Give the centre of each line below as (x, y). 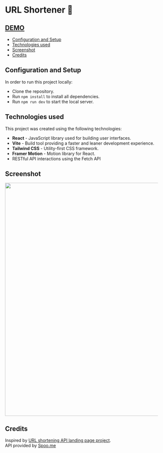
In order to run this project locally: (39, 82)
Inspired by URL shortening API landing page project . (58, 440)
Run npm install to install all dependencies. (56, 96)
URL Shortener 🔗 (39, 10)
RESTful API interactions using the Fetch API (56, 159)
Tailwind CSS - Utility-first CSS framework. (55, 148)
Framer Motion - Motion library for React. (54, 153)
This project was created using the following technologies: (64, 129)
